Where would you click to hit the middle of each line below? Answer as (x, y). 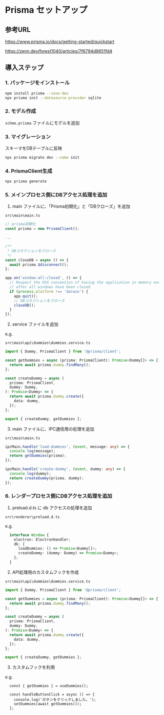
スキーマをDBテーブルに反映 (34, 148)
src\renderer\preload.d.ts (32, 517)
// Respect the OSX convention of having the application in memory (81, 282)
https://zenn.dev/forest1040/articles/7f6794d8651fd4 (59, 51)
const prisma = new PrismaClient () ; (42, 229)
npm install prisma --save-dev (37, 93)
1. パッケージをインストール (37, 83)
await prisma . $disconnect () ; (39, 264)
